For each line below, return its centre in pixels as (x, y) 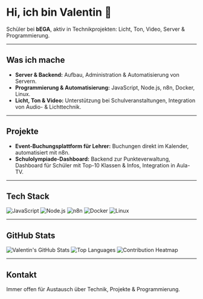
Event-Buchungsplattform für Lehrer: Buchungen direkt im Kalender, (102, 146)
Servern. (26, 81)
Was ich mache (36, 60)
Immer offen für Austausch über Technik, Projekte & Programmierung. (93, 289)
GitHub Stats (31, 235)
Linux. (23, 94)
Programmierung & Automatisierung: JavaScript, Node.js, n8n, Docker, (105, 88)
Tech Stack (28, 196)
